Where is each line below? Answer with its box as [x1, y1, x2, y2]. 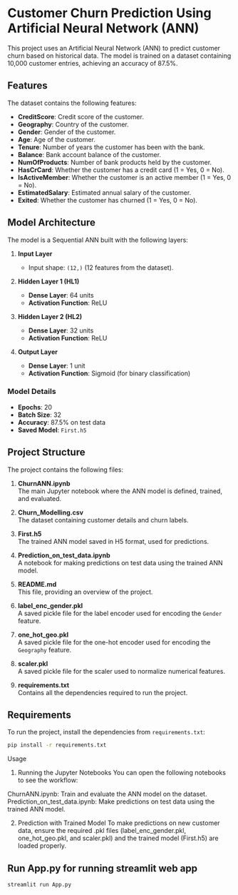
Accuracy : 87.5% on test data [17, 418, 105, 426]
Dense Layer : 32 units [28, 326, 94, 335]
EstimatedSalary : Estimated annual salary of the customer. [17, 188, 192, 197]
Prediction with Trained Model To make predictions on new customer [17, 819, 220, 827]
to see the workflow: [17, 776, 78, 784]
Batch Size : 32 [17, 410, 62, 419]
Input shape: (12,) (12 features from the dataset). [28, 263, 174, 272]
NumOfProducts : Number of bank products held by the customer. [17, 158, 212, 166]
